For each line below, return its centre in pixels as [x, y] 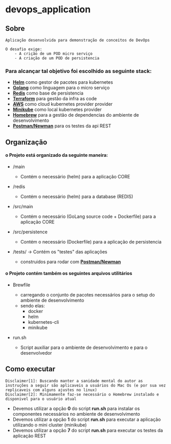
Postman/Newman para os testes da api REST [62, 126]
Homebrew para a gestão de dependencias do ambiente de [76, 115]
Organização [26, 142]
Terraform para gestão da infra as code [55, 99]
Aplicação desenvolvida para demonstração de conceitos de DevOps [78, 40]
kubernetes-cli [44, 322]
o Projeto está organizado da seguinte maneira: [57, 155]
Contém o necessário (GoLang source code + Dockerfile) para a [88, 216]
